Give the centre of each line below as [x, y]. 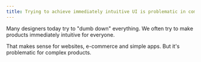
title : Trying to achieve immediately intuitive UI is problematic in [96, 12]
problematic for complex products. [49, 52]
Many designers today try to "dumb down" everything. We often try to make [100, 28]
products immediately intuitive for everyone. [60, 35]
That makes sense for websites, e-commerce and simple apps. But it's [93, 46]
